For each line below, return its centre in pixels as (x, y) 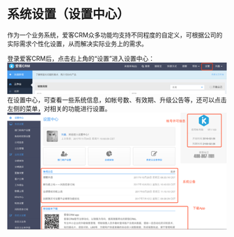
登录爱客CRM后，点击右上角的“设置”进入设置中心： (81, 58)
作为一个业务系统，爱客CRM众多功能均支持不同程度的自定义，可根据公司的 (115, 35)
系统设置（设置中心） (69, 14)
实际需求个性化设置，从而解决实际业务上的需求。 (77, 43)
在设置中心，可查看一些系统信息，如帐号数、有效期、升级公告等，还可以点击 (117, 100)
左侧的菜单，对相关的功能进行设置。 (59, 109)
